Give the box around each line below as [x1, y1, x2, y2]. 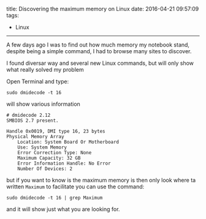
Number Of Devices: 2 [17, 166, 72, 172]
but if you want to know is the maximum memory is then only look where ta [6, 177, 196, 184]
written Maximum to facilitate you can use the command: [6, 183, 145, 190]
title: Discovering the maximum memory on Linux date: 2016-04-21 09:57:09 [6, 6, 199, 12]
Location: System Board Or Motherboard [17, 139, 120, 145]
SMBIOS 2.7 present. [6, 117, 59, 124]
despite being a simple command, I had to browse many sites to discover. [6, 48, 192, 54]
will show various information [6, 100, 81, 108]
